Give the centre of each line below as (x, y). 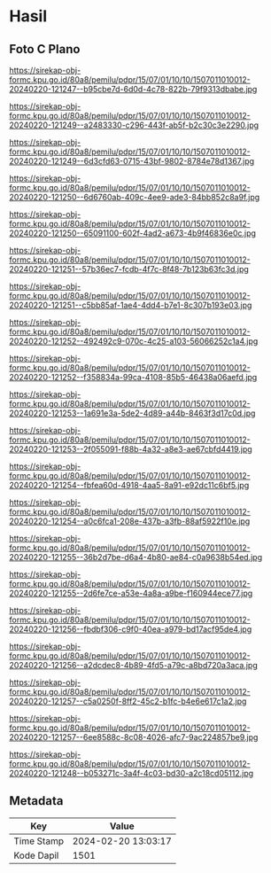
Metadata (36, 801)
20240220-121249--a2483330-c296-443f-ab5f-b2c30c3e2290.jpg (134, 125)
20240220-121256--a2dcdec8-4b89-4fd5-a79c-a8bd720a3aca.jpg (134, 665)
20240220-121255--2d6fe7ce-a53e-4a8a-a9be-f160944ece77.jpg (131, 593)
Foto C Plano (45, 49)
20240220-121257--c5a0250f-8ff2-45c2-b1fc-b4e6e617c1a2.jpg (128, 701)
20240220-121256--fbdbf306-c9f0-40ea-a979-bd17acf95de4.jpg (131, 629)
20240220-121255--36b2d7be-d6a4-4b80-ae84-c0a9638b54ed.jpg (136, 557)
